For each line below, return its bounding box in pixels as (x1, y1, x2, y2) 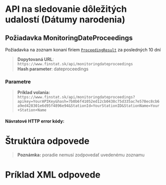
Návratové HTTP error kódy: (5, 118, 64, 124)
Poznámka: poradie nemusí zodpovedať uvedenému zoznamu (17, 152, 145, 158)
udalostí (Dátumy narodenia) (5, 14, 125, 25)
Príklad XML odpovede (5, 169, 101, 181)
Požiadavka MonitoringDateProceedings (5, 34, 133, 42)
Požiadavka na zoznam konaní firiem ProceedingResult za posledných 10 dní (5, 47, 161, 52)
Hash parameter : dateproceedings (17, 66, 89, 72)
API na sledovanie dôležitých (5, 3, 127, 15)
